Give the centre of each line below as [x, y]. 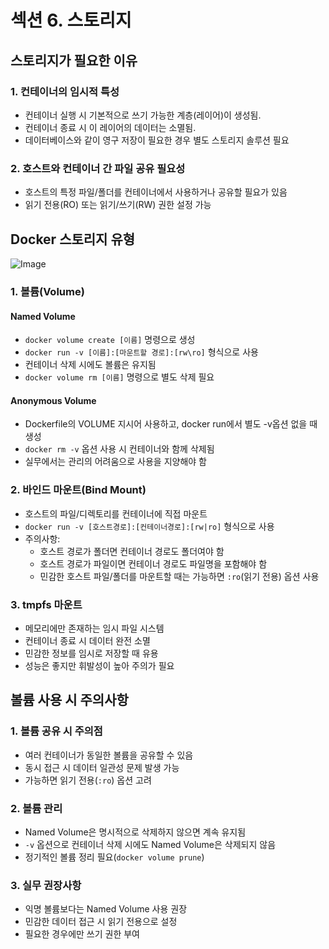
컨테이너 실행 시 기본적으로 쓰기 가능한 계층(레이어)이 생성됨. [143, 115]
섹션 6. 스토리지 [71, 20]
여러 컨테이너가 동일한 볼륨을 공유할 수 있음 [109, 755]
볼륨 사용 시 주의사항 [69, 700]
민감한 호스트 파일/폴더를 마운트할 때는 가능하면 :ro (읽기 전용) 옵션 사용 [179, 576]
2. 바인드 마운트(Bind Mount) [78, 490]
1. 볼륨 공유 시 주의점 [56, 731]
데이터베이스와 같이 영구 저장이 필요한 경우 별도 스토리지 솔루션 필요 [157, 140]
